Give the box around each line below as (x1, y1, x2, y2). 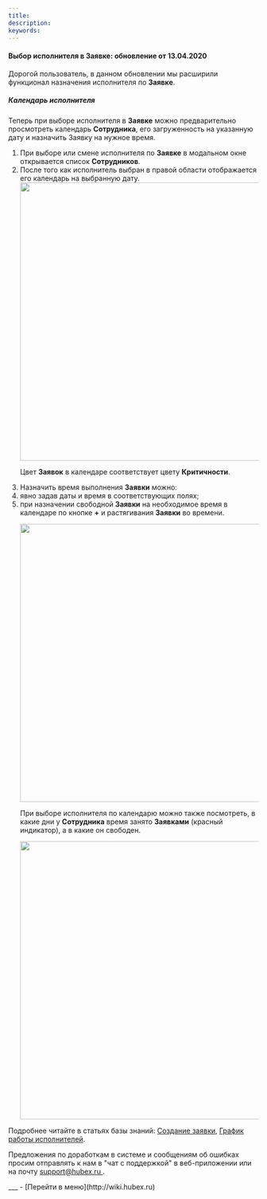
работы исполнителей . (8, 1134, 86, 1143)
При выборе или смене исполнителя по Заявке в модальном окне (19, 148, 247, 158)
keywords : (8, 26, 41, 34)
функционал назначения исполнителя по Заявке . (8, 77, 176, 87)
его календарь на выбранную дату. (19, 173, 141, 183)
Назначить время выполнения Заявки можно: (19, 482, 177, 492)
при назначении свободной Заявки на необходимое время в (19, 499, 228, 509)
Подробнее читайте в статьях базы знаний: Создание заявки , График (8, 1126, 245, 1135)
